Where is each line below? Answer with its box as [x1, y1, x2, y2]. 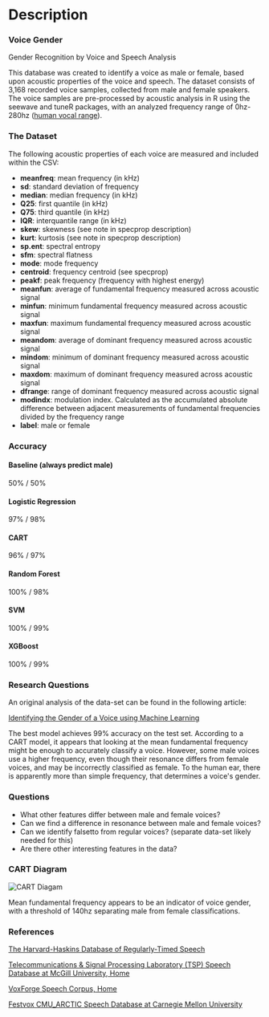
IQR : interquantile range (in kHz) [19, 215, 127, 226]
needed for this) [19, 835, 74, 844]
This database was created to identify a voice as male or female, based [8, 68, 245, 78]
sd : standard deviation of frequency [19, 181, 139, 191]
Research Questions [8, 679, 90, 690]
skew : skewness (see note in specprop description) [19, 224, 192, 234]
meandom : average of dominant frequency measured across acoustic [19, 335, 253, 344]
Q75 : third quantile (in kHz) [19, 207, 110, 217]
